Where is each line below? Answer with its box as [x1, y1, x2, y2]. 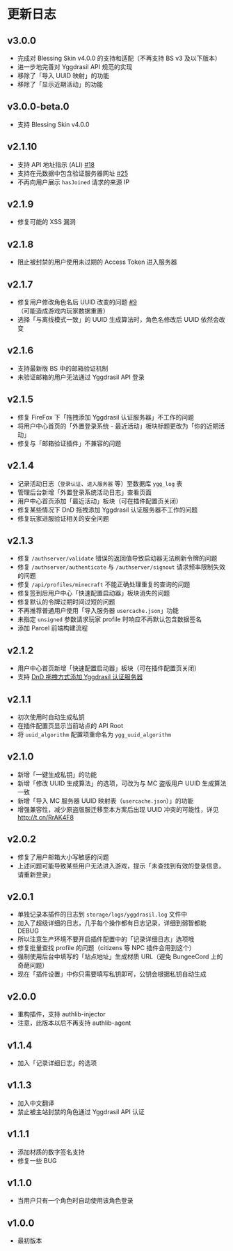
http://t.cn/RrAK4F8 [17, 813, 74, 821]
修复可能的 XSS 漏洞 [17, 218, 77, 226]
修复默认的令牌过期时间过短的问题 [17, 598, 115, 606]
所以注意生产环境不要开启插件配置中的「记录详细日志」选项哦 [17, 935, 195, 943]
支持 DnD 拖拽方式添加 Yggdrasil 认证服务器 [17, 673, 143, 681]
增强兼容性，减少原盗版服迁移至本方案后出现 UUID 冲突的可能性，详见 [17, 805, 219, 813]
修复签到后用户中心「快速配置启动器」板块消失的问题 [17, 589, 170, 598]
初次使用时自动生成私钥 [17, 713, 85, 721]
